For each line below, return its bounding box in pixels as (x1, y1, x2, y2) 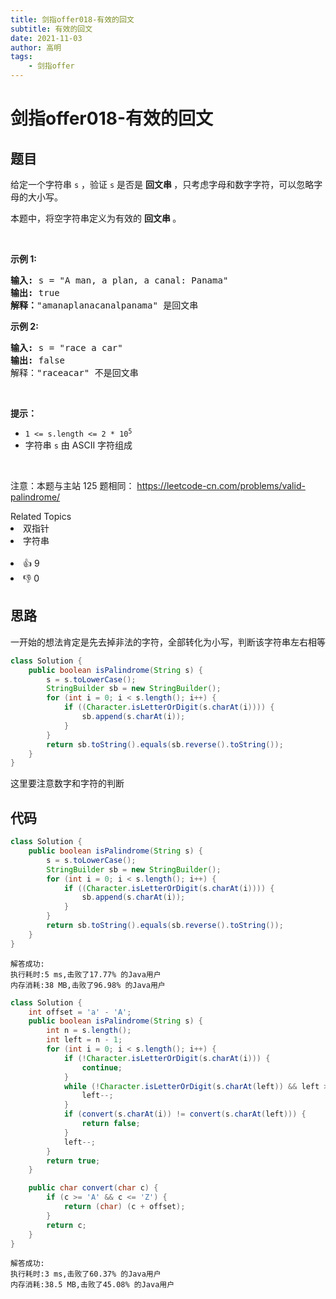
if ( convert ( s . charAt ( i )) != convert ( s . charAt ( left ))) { (63, 1109, 307, 1120)
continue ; (81, 1062, 123, 1073)
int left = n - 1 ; (46, 1035, 123, 1045)
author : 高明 (10, 42, 62, 53)
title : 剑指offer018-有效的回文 (10, 14, 135, 25)
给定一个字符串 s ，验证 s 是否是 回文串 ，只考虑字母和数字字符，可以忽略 (10, 179, 315, 190)
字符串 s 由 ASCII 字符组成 (24, 439, 133, 451)
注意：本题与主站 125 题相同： (10, 480, 135, 491)
